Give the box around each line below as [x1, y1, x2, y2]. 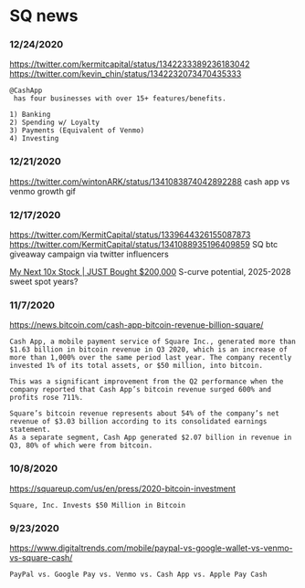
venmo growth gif [9, 185, 76, 196]
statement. [9, 425, 51, 435]
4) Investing [9, 134, 59, 143]
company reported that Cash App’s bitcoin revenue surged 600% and [9, 385, 272, 394]
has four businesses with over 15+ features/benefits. [13, 94, 226, 103]
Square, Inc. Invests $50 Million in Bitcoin [9, 500, 185, 509]
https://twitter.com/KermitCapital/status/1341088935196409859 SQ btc [9, 239, 279, 250]
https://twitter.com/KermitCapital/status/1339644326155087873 [9, 229, 251, 240]
